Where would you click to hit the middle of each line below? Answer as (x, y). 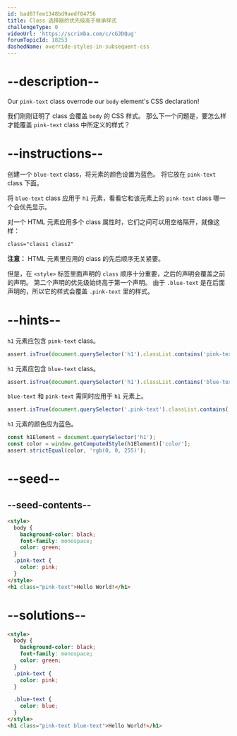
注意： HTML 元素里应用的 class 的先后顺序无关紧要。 (86, 258)
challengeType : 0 (33, 27)
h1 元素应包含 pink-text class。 (54, 341)
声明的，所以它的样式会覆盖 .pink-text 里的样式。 (80, 291)
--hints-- (34, 320)
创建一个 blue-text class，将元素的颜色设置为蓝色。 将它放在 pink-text (112, 174)
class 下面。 (25, 183)
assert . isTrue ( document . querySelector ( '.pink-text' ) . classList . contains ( (118, 410)
